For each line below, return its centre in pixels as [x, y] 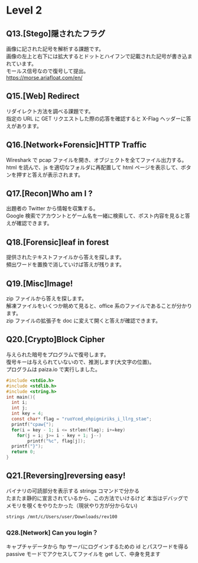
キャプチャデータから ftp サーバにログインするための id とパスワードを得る [98, 546]
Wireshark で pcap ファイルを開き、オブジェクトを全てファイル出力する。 [97, 160]
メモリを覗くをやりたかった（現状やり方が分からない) [72, 505]
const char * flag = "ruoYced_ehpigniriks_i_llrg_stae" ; [82, 419]
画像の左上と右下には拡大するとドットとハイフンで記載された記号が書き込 [97, 56]
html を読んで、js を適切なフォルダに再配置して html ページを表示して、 [94, 167]
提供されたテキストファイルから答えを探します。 [66, 257]
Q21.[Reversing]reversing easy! [66, 476]
